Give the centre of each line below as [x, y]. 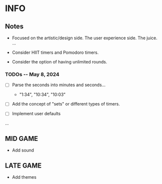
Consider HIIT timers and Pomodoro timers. [55, 52]
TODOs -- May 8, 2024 [32, 74]
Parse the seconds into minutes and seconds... [59, 85]
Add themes [24, 177]
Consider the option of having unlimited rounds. [59, 62]
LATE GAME [23, 165]
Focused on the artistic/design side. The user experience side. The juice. [85, 38]
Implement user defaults [36, 114]
